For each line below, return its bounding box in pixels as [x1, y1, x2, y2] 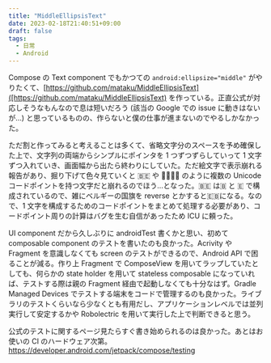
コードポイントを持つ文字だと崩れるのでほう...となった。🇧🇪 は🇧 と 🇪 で [8, 181, 253, 190]
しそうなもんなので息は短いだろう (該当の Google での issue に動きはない [15, 103, 260, 112]
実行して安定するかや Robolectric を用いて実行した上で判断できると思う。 [8, 309, 256, 319]
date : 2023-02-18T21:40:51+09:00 [8, 19, 121, 27]
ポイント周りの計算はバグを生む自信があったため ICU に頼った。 [22, 211, 238, 221]
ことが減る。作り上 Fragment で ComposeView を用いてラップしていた [15, 259, 252, 268]
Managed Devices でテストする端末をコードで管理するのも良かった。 [8, 289, 241, 298]
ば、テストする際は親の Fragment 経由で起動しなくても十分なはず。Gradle [8, 279, 256, 288]
